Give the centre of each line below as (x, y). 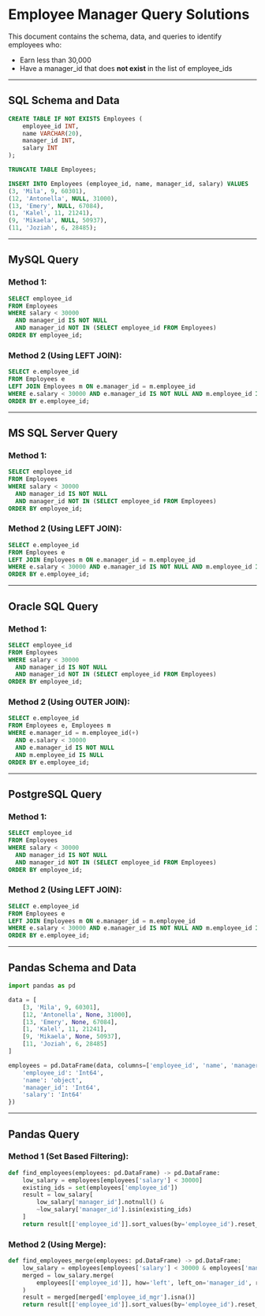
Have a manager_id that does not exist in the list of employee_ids (126, 68)
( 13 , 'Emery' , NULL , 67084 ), (56, 206)
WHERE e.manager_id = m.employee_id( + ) (74, 733)
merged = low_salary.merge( (68, 1275)
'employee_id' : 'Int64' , (63, 1073)
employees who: (35, 44)
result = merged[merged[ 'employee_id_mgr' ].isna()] (109, 1297)
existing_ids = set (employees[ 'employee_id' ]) (100, 1187)
